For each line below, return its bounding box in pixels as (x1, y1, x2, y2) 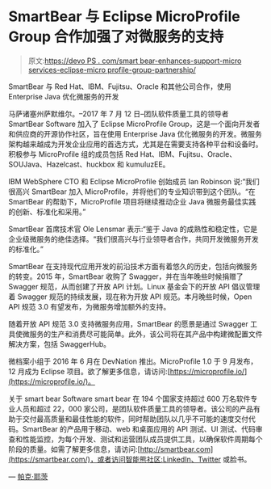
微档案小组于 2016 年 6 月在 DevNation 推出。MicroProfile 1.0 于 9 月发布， (8, 356, 258, 366)
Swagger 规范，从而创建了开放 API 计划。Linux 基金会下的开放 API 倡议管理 (8, 281, 261, 291)
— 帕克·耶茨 (8, 471, 48, 481)
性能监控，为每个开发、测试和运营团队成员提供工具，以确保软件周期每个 (22, 434, 263, 444)
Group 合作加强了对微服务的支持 (8, 27, 224, 46)
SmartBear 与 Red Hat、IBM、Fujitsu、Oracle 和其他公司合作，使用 (8, 82, 231, 91)
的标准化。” (8, 244, 44, 254)
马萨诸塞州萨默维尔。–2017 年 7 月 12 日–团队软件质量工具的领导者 (8, 108, 229, 118)
